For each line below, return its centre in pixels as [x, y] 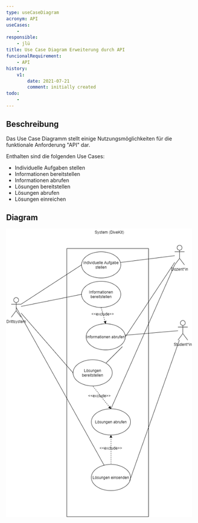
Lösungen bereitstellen [42, 187]
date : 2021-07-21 [48, 81]
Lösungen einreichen [40, 199]
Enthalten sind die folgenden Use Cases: [55, 156]
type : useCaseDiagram [33, 12]
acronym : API [22, 19]
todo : [13, 94]
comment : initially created [62, 87]
